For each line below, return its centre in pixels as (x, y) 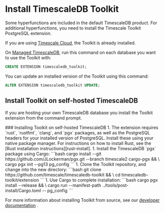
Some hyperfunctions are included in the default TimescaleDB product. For (81, 23)
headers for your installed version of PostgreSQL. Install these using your (79, 138)
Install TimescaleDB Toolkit (62, 9)
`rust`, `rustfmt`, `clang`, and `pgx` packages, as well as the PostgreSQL (78, 132)
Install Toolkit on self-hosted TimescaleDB (72, 101)
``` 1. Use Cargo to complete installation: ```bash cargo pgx (99, 180)
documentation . (22, 205)
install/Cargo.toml (23, 190)
